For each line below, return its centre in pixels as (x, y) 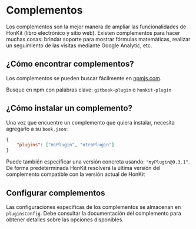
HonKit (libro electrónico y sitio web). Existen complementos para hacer (93, 32)
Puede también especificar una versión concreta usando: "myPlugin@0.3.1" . (98, 162)
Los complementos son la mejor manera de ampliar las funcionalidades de (96, 27)
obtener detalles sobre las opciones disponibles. (65, 220)
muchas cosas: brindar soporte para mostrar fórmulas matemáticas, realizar (98, 39)
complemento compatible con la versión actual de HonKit (76, 174)
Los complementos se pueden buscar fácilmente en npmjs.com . (84, 78)
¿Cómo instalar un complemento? (69, 108)
